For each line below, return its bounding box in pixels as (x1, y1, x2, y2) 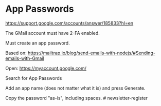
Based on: (5, 50, 27, 56)
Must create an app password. (5, 39, 70, 46)
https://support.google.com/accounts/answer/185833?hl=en (5, 20, 134, 26)
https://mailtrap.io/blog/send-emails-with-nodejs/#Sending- (27, 50, 156, 56)
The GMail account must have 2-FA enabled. (5, 30, 100, 36)
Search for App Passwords (5, 75, 62, 81)
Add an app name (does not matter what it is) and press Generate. (5, 85, 146, 91)
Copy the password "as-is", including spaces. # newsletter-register (5, 95, 148, 101)
